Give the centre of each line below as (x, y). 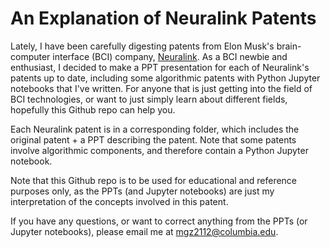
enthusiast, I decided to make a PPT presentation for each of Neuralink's (160, 67)
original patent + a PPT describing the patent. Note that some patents (153, 139)
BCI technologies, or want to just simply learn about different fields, (149, 99)
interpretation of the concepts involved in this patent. (119, 201)
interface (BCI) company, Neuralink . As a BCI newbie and (170, 56)
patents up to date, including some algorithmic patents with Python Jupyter (165, 78)
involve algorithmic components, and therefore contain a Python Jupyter (159, 150)
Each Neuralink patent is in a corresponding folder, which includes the (155, 129)
